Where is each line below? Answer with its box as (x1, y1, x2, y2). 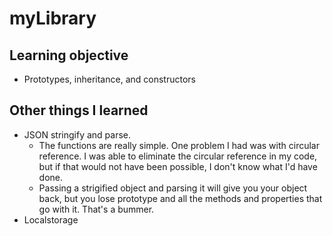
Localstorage (23, 213, 79, 226)
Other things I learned (9, 102, 149, 119)
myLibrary (9, 7, 97, 30)
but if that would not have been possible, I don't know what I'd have (38, 160, 318, 172)
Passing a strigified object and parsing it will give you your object (38, 182, 308, 194)
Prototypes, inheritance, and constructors (23, 73, 196, 85)
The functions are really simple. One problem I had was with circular (38, 139, 320, 151)
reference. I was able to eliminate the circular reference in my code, (38, 150, 318, 162)
